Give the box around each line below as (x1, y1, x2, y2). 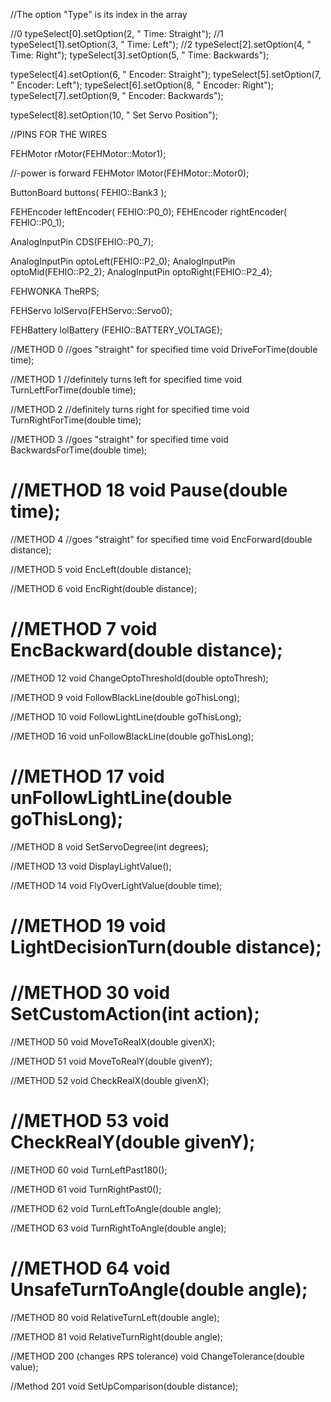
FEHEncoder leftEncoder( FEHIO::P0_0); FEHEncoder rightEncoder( (10, 206, 288, 218)
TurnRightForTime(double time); (10, 414, 142, 426)
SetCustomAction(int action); (10, 1003, 260, 1026)
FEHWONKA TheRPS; (10, 285, 100, 297)
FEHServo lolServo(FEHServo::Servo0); (10, 305, 173, 316)
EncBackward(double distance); (10, 639, 283, 662)
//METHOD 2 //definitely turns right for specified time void (10, 404, 250, 415)
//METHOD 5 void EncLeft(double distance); (10, 563, 192, 575)
